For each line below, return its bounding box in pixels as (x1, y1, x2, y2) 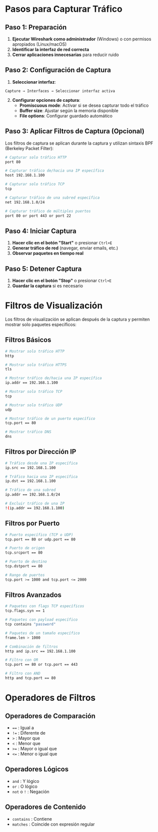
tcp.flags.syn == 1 (5, 608, 45, 613)
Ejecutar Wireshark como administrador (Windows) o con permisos (12, 36, 152, 42)
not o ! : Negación (12, 788, 50, 795)
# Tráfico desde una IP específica (5, 461, 78, 466)
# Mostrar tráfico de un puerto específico (5, 416, 96, 421)
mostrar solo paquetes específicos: (5, 321, 77, 327)
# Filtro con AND (5, 671, 41, 676)
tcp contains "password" (5, 622, 56, 627)
